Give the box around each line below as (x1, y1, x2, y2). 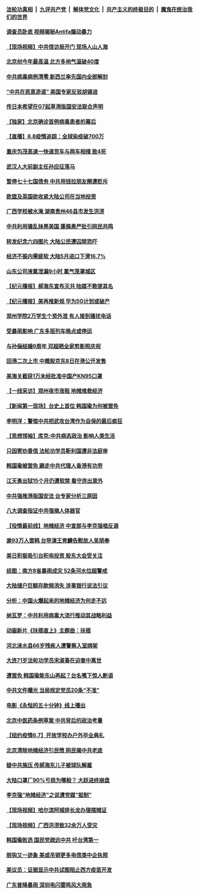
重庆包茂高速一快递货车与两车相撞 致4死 (6, 148, 107, 155)
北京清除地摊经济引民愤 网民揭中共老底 (6, 746, 103, 754)
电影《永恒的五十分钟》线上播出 (6, 702, 86, 709)
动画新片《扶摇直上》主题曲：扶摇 (6, 627, 91, 634)
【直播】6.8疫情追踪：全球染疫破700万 (6, 133, 104, 140)
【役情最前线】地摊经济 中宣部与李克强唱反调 (6, 522, 119, 529)
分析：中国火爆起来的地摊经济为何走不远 (6, 596, 107, 604)
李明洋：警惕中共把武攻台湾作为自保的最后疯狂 (6, 417, 122, 425)
